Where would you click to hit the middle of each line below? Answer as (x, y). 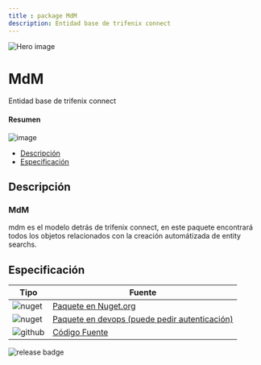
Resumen (25, 120)
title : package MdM (43, 16)
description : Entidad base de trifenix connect (90, 23)
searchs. (23, 245)
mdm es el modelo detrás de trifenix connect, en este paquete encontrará (131, 227)
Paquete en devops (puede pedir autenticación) (143, 319)
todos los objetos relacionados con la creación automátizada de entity (125, 236)
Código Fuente (80, 333)
